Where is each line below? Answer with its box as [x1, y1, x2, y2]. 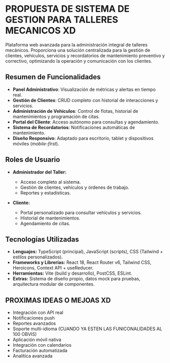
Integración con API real [12, 309, 64, 316]
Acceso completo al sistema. [20, 179, 81, 185]
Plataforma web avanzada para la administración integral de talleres [5, 41, 148, 47]
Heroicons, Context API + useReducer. [12, 265, 94, 271]
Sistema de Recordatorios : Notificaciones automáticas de [12, 124, 135, 130]
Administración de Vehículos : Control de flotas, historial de [12, 108, 138, 114]
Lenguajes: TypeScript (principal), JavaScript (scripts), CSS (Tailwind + [12, 249, 163, 255]
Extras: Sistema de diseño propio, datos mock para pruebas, [12, 276, 141, 282]
